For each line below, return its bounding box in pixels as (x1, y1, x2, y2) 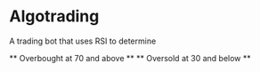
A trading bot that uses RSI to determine (9, 36, 157, 46)
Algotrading (9, 6, 100, 27)
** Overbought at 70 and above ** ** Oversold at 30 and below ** (9, 52, 251, 63)
